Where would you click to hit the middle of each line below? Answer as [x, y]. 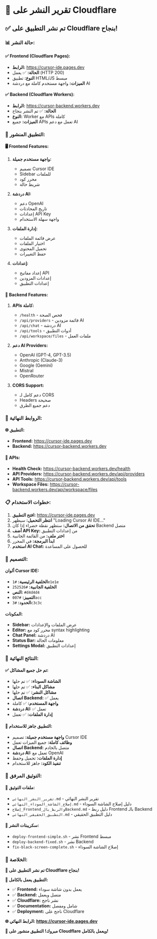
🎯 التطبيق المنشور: [25, 134]
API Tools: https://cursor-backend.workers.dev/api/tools [69, 479]
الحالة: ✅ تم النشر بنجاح [34, 111]
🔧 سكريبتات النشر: [22, 825]
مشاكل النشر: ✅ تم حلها [34, 692]
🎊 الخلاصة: [16, 859]
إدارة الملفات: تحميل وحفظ [37, 758]
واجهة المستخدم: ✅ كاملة [35, 704]
